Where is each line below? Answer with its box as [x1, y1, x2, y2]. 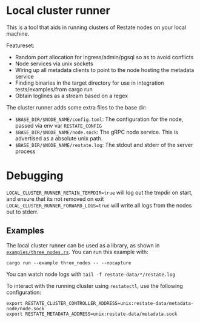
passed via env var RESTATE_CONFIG [15, 122, 102, 129]
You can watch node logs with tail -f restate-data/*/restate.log [6, 270, 176, 278]
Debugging [6, 169, 64, 183]
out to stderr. [6, 208, 39, 215]
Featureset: [6, 42, 35, 49]
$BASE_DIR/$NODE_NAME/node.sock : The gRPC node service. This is [15, 128, 179, 135]
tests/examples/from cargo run [15, 85, 93, 93]
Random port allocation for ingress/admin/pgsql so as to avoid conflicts [15, 53, 194, 60]
